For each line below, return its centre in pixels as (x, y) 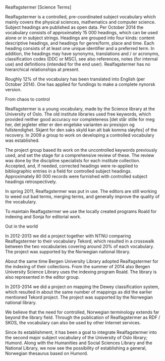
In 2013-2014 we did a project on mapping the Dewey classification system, (82, 287)
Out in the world (22, 226)
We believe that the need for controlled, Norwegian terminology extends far (82, 312)
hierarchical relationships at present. (42, 69)
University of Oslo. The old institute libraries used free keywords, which (78, 114)
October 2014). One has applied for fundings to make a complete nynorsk (80, 84)
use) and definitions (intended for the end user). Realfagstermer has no (78, 64)
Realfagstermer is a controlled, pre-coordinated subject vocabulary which (81, 17)
